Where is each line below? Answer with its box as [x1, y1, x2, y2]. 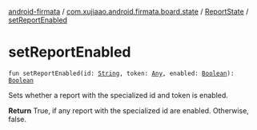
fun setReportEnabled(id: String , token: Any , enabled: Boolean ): [8, 69, 235, 77]
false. [8, 114, 26, 124]
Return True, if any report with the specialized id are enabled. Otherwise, [8, 105, 250, 115]
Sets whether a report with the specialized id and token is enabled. [8, 90, 228, 100]
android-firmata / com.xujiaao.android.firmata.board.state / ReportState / [8, 7, 249, 16]
